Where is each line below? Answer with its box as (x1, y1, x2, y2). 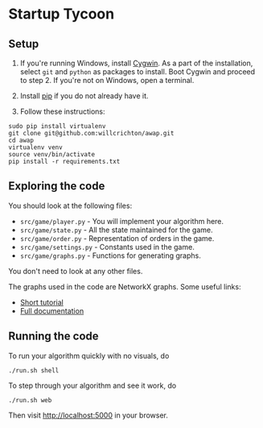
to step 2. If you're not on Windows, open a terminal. (19, 76, 195, 85)
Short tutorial (19, 297, 64, 307)
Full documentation (19, 305, 84, 315)
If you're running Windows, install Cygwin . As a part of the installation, (19, 58, 253, 68)
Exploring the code (8, 179, 105, 193)
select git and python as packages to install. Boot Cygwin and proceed (19, 67, 256, 77)
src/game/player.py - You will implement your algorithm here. (19, 216, 224, 226)
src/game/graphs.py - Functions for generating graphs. (19, 251, 201, 260)
